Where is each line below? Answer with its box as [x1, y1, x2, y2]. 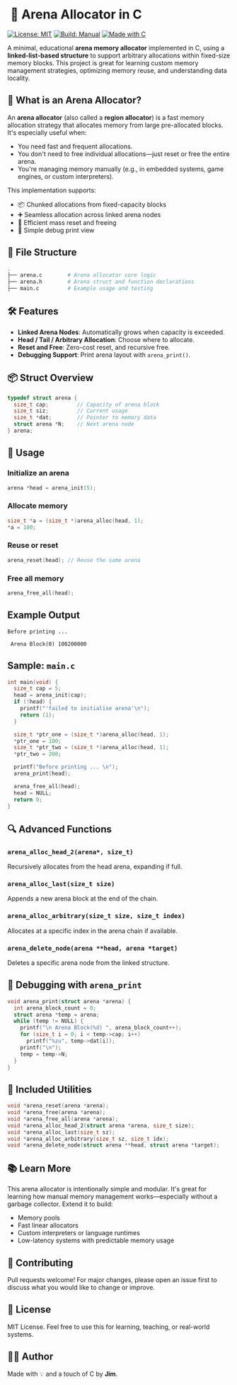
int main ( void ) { [7, 678, 59, 685]
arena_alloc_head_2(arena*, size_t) [7, 848, 134, 856]
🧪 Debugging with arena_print [7, 979, 142, 991]
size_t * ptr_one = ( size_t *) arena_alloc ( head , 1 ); [13, 731, 170, 738]
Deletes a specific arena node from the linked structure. [7, 958, 170, 967]
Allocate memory [7, 501, 69, 511]
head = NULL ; [13, 789, 52, 797]
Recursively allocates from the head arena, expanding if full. [7, 862, 183, 871]
